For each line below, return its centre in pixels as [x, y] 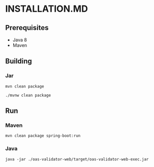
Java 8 [20, 40]
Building [19, 61]
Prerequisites [27, 28]
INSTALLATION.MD [47, 9]
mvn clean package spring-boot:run [43, 136]
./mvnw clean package [28, 95]
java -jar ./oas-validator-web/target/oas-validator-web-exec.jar [77, 159]
